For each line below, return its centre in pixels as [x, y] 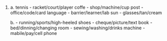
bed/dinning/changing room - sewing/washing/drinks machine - [78, 28]
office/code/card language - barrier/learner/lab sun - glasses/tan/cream [86, 13]
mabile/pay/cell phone [33, 33]
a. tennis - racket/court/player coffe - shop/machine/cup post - [77, 7]
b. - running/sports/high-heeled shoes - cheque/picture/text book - [81, 23]
